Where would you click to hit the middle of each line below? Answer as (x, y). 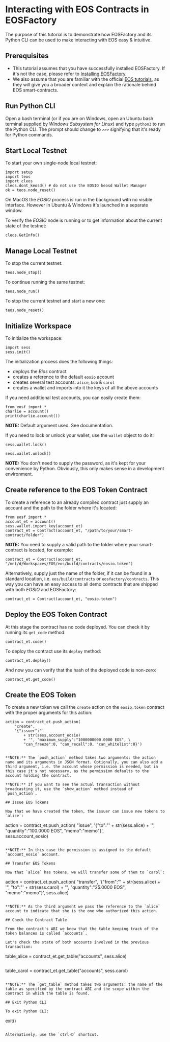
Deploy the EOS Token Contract (56, 615)
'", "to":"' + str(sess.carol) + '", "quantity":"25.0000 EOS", (66, 887)
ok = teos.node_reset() (31, 190)
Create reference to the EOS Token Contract (76, 490)
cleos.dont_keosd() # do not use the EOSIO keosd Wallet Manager (76, 186)
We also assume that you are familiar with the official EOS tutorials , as (86, 79)
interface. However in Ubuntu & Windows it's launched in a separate (77, 205)
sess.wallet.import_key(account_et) (44, 526)
